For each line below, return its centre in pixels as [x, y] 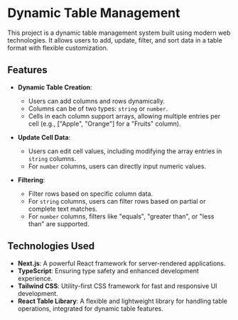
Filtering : [31, 180]
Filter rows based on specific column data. [91, 194]
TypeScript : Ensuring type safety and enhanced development [108, 270]
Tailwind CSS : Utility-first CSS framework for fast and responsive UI [118, 286]
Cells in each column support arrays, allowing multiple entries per [124, 116]
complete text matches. [63, 209]
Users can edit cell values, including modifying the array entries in [125, 151]
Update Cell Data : [44, 137]
